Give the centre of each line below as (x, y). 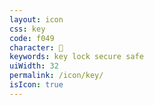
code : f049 (32, 38)
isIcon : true (36, 85)
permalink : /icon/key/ (56, 76)
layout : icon (36, 19)
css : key (27, 29)
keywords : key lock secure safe (76, 57)
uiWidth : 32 (34, 66)
